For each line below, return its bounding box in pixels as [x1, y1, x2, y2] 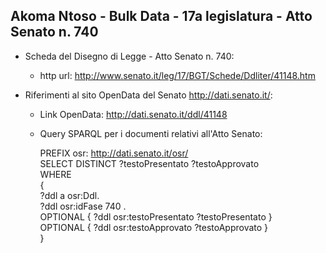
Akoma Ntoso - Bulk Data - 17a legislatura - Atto [10, 8, 313, 25]
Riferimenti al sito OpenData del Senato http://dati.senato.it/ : [24, 89, 273, 101]
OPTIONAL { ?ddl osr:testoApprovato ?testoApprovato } [39, 221, 269, 233]
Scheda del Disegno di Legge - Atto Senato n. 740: [24, 50, 235, 62]
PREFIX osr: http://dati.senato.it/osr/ [39, 147, 189, 159]
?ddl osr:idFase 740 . [39, 200, 127, 212]
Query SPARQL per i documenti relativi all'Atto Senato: [39, 127, 263, 139]
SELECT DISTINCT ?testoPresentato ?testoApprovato [39, 157, 260, 169]
